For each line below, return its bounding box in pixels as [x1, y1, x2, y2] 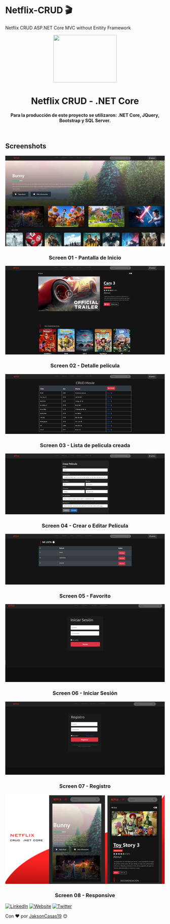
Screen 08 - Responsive [55, 892, 115, 899]
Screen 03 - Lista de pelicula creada [39, 441, 131, 449]
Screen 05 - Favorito [59, 592, 111, 599]
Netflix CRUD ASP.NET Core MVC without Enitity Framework [5, 24, 131, 31]
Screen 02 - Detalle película [50, 362, 120, 369]
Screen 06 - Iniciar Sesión [52, 690, 118, 697]
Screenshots [5, 142, 47, 150]
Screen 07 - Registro [59, 783, 111, 790]
